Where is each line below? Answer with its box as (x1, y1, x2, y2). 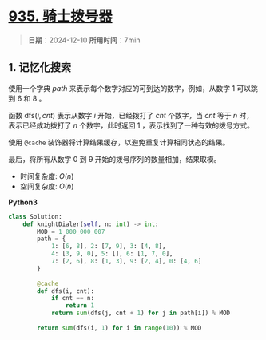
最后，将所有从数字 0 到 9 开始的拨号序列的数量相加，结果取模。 (8, 154, 221, 164)
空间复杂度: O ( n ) (19, 181, 74, 191)
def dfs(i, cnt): (37, 287, 94, 295)
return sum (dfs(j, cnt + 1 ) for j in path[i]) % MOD (50, 309, 230, 318)
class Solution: (8, 212, 62, 220)
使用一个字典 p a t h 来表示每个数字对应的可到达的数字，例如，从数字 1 (8, 83, 236, 93)
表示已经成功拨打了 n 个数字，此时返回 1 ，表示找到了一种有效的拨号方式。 (8, 121, 254, 130)
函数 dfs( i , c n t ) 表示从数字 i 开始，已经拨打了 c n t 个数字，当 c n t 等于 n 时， (8, 110, 254, 120)
